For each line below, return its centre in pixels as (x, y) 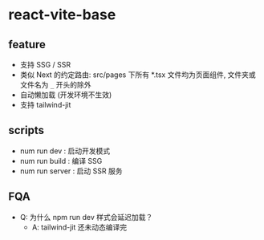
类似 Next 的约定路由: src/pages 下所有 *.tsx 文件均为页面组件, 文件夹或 (138, 75)
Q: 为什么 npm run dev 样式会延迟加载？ (86, 217)
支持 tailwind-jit (45, 105)
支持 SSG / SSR (45, 65)
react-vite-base (62, 15)
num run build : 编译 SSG (61, 161)
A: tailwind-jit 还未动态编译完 (79, 227)
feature (27, 45)
